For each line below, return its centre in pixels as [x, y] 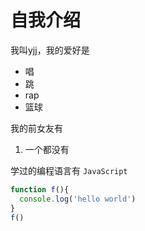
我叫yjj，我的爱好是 [50, 50]
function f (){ [40, 189]
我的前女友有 [36, 128]
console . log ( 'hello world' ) [78, 199]
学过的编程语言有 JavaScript [69, 170]
